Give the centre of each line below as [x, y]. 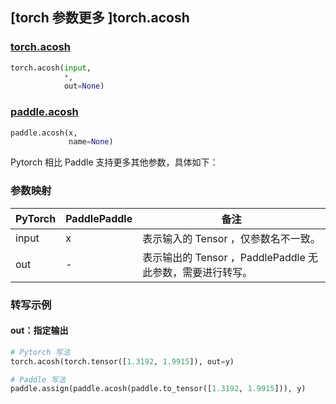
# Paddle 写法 [38, 379]
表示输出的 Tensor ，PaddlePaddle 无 [230, 257]
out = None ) [84, 86]
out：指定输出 [39, 330]
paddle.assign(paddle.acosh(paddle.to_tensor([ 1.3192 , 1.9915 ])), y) [158, 389]
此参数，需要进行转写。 [197, 272]
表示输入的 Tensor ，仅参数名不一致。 [231, 238]
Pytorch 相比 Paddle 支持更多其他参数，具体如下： [114, 162]
